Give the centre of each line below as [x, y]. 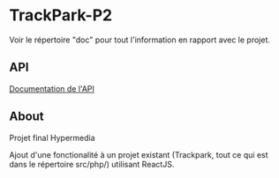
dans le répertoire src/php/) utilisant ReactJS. [92, 164]
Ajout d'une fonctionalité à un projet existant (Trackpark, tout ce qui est [139, 154]
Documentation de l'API [52, 88]
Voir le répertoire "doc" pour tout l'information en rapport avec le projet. [140, 40]
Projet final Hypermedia [52, 137]
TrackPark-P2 [61, 15]
